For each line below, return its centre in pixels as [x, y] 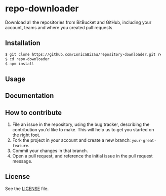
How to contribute [34, 112]
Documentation [30, 96]
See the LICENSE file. [27, 189]
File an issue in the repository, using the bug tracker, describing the [81, 124]
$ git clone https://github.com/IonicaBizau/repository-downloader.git [80, 54]
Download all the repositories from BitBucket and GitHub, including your [78, 22]
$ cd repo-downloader [27, 59]
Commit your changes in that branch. [50, 151]
